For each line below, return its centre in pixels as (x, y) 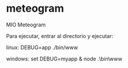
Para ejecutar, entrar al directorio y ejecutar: (60, 36)
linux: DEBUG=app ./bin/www (42, 47)
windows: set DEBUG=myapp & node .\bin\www (64, 59)
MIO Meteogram (26, 25)
